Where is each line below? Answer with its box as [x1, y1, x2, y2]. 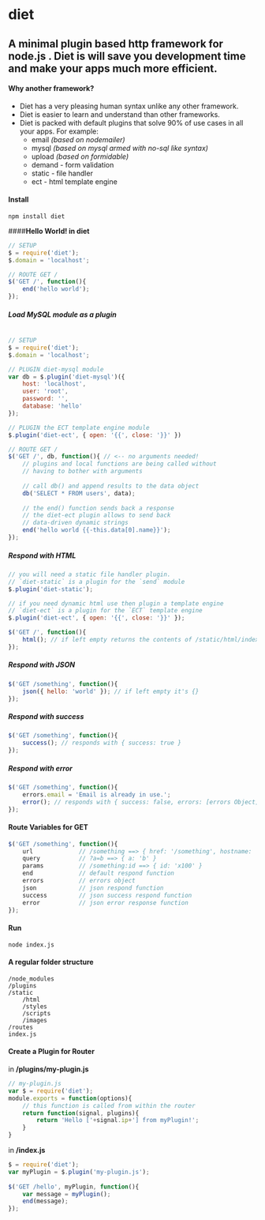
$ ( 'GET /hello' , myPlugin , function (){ [8, 1183, 140, 1191]
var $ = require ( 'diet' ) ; [8, 1086, 93, 1095]
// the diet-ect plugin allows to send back [22, 511, 171, 519]
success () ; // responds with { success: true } [22, 739, 181, 747]
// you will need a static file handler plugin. [8, 570, 171, 578]
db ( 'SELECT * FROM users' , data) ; [22, 489, 136, 497]
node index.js [8, 940, 55, 949]
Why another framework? [8, 84, 95, 93]
